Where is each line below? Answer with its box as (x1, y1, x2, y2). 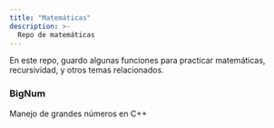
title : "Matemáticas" (9, 13, 92, 23)
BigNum (9, 87, 46, 100)
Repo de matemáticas (17, 30, 95, 39)
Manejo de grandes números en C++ (9, 108, 148, 119)
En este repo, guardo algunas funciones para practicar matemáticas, (9, 55, 266, 66)
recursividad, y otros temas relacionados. (9, 64, 165, 75)
